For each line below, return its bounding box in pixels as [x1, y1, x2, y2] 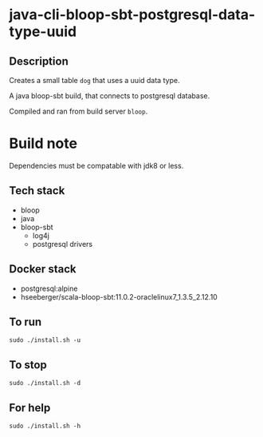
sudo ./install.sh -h [9, 422, 81, 430]
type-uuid [9, 22, 77, 41]
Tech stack [9, 184, 65, 197]
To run [9, 315, 42, 328]
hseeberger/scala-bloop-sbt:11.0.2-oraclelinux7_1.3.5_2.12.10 [20, 292, 218, 301]
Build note [9, 134, 78, 153]
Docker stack [9, 262, 77, 276]
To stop [9, 358, 47, 371]
